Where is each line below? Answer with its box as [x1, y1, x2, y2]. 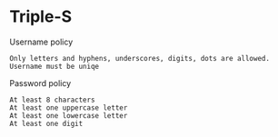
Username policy [9, 36, 74, 47]
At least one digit [9, 119, 84, 128]
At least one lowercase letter [9, 111, 128, 120]
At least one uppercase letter [9, 103, 128, 113]
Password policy [9, 77, 72, 88]
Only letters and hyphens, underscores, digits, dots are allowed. [9, 54, 271, 63]
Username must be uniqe [9, 62, 100, 71]
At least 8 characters [9, 95, 95, 104]
